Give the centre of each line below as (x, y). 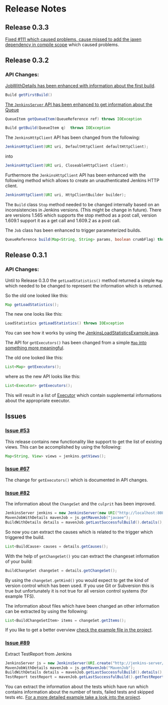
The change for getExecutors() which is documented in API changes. (77, 480)
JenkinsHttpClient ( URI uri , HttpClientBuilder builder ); (66, 195)
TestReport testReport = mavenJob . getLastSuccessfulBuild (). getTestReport (85, 677)
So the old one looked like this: (37, 295)
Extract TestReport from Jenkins (38, 654)
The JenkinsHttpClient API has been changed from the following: (73, 137)
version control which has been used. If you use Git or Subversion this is (79, 586)
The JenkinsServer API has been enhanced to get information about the (79, 104)
